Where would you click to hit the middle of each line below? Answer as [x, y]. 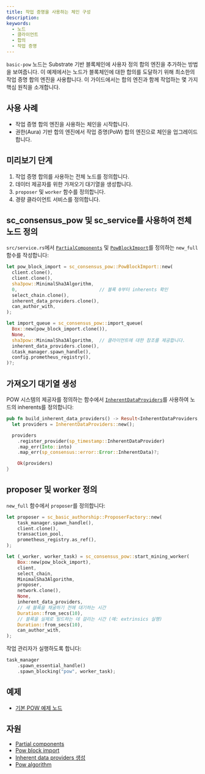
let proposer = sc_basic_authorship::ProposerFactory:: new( [85, 517]
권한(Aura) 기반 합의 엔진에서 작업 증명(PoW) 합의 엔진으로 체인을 [93, 131]
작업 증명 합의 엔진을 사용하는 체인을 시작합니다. [72, 124]
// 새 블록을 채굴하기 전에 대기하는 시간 [62, 608]
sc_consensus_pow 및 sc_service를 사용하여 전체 [99, 220]
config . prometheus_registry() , [52, 357]
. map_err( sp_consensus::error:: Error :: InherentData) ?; [88, 453]
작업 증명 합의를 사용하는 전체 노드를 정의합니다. [72, 176]
